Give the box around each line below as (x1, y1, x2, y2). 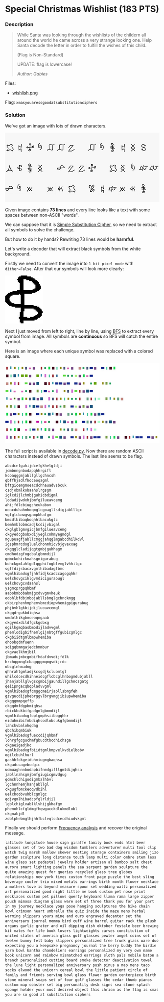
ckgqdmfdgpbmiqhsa (5, 703, 43, 708)
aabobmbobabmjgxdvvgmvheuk (5, 591, 60, 596)
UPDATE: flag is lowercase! (17, 61, 72, 67)
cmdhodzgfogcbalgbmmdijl (5, 551, 56, 556)
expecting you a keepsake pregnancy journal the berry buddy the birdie (5, 943, 157, 948)
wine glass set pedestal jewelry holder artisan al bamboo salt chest (5, 859, 152, 865)
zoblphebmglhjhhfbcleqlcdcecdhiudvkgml (5, 816, 87, 821)
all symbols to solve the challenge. (5, 227, 75, 233)
